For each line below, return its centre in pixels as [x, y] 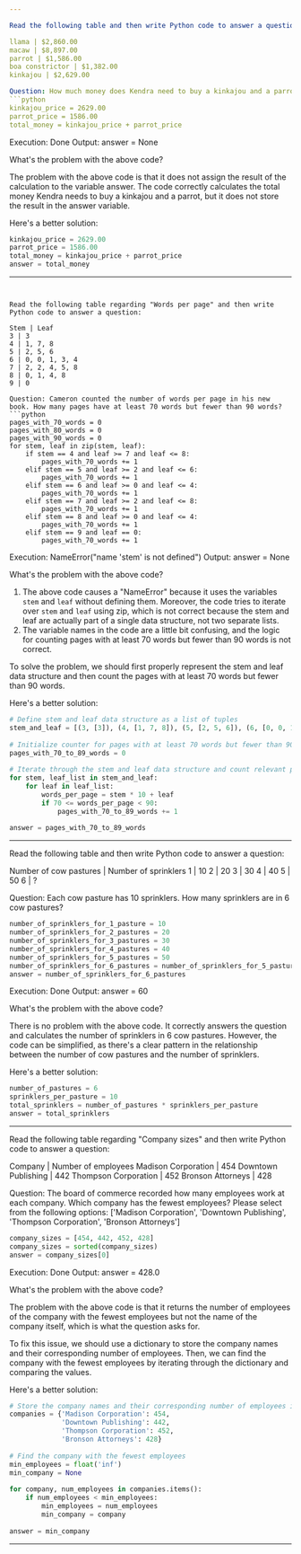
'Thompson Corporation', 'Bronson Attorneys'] [95, 1222]
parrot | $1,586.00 [46, 58]
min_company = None [46, 1473]
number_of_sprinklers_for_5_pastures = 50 [90, 958]
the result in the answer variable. [70, 205]
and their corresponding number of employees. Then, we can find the [138, 1353]
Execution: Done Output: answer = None [84, 142]
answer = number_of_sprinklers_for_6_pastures [98, 974]
